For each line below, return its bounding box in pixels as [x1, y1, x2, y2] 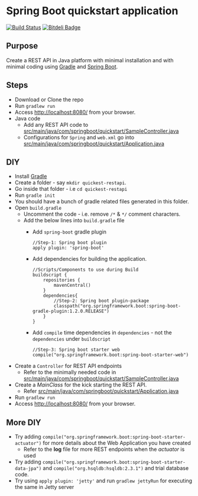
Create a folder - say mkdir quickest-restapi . [14, 179, 126, 186]
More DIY [6, 417, 41, 427]
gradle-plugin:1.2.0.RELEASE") [32, 308, 109, 315]
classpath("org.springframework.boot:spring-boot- [53, 303, 181, 309]
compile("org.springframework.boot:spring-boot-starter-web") [32, 352, 189, 358]
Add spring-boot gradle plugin [32, 228, 107, 235]
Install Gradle [14, 173, 47, 180]
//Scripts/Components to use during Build [32, 267, 139, 273]
